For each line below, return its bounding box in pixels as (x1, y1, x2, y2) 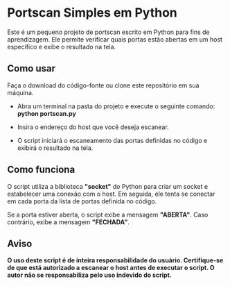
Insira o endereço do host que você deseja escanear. (17, 123, 170, 131)
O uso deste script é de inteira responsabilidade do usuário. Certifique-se (7, 256, 224, 264)
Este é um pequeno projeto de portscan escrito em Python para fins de (7, 28, 210, 36)
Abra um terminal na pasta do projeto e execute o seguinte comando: (17, 102, 215, 110)
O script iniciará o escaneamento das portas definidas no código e (17, 136, 208, 144)
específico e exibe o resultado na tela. (7, 42, 116, 51)
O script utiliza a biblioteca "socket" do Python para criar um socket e (7, 182, 209, 190)
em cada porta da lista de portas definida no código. (7, 196, 157, 205)
